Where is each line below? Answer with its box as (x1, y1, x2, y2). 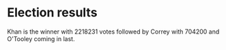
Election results (7, 5, 98, 21)
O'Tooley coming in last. (7, 34, 75, 42)
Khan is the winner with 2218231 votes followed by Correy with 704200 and (7, 27, 220, 36)
